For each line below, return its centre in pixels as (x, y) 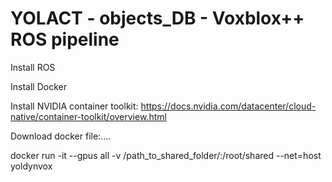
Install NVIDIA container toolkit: (74, 106)
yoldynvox (31, 166)
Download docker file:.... (61, 136)
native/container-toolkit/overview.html (88, 116)
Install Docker (38, 86)
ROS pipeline (65, 39)
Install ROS (33, 67)
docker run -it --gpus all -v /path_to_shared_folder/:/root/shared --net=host (166, 155)
